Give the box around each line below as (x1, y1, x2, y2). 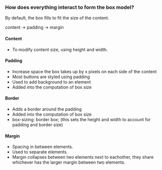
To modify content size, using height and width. (12, 46, 108, 52)
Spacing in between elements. (12, 144, 73, 150)
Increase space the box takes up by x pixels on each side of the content (12, 68, 157, 74)
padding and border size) (12, 122, 63, 127)
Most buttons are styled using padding (12, 74, 90, 80)
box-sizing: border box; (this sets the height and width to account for (12, 116, 151, 122)
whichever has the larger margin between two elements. (12, 159, 125, 165)
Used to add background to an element (12, 79, 91, 85)
